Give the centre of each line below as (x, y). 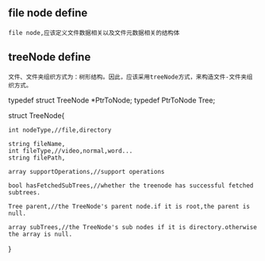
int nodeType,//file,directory (60, 130)
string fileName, (37, 144)
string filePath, (37, 158)
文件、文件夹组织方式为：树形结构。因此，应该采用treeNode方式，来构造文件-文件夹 (128, 77)
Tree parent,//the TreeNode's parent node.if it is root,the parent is (129, 206)
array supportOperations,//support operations (86, 171)
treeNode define (50, 58)
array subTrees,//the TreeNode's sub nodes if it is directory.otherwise (133, 227)
